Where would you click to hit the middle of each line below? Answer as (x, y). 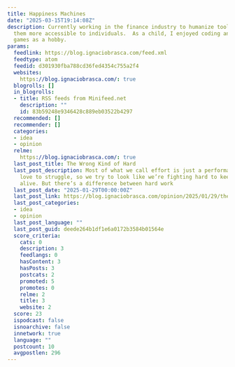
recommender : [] (37, 125)
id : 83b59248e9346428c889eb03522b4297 (76, 112)
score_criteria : (37, 236)
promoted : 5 (37, 281)
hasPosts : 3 (37, 268)
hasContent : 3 (40, 262)
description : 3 (42, 249)
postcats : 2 (37, 274)
